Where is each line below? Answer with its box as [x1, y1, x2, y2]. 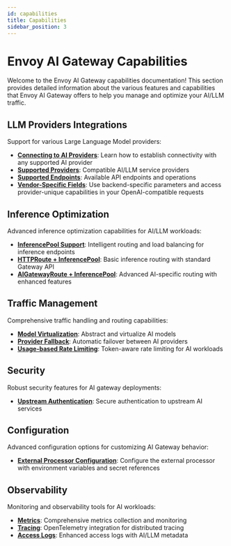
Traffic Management [7, 297, 98, 309]
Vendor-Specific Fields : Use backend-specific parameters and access [17, 181, 221, 189]
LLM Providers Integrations [7, 119, 127, 131]
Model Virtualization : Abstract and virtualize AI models [17, 330, 176, 338]
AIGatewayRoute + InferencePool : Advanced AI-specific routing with [17, 270, 218, 278]
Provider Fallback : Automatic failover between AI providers [17, 337, 188, 346]
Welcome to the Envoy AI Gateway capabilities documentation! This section [7, 76, 224, 84]
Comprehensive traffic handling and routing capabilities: [7, 316, 168, 325]
